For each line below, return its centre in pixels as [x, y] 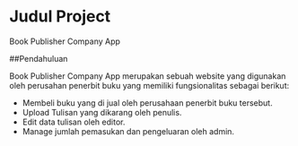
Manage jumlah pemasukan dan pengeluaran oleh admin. [128, 131]
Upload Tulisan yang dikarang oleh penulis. [102, 112]
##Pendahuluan [39, 58]
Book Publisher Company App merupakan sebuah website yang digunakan [148, 76]
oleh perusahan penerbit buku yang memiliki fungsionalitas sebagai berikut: [149, 85]
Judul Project [60, 17]
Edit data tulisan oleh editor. [74, 122]
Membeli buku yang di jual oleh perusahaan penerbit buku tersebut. [147, 103]
